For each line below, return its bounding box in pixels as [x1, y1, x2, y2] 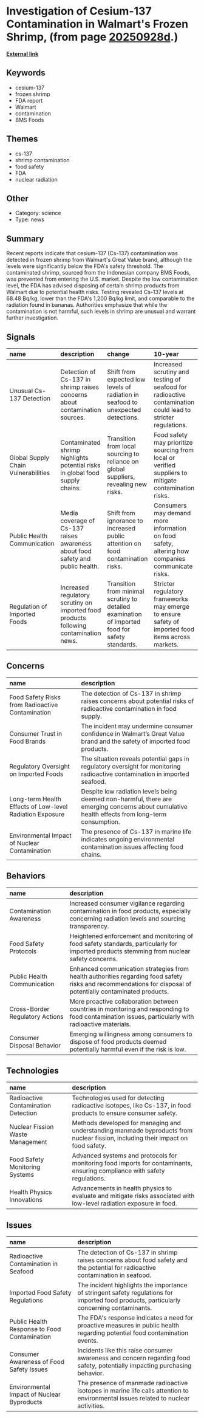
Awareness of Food [9, 1358, 65, 1366]
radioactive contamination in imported [81, 770, 189, 778]
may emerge [154, 603, 190, 611]
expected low [107, 375, 146, 383]
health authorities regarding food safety [69, 972, 183, 981]
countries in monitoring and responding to [69, 1004, 189, 1013]
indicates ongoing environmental [81, 835, 175, 843]
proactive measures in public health [77, 1321, 179, 1330]
